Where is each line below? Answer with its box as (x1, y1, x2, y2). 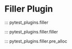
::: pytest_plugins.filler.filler (4, 29, 58, 34)
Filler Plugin (4, 3, 53, 15)
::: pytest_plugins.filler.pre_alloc (4, 38, 67, 44)
